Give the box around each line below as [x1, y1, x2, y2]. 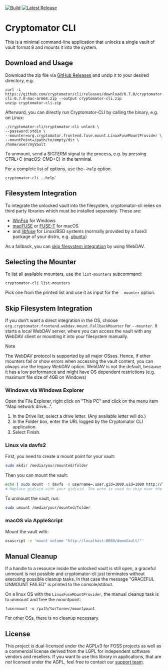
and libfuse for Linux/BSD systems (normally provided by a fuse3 [12, 228, 147, 234]
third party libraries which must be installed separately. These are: [5, 207, 141, 213]
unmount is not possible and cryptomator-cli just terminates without [5, 571, 145, 577]
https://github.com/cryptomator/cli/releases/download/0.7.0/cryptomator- [5, 91, 164, 96]
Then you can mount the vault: [5, 472, 68, 478]
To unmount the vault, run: [5, 495, 60, 502]
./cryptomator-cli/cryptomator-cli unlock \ [5, 124, 99, 129]
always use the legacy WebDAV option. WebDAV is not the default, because [5, 364, 161, 370]
